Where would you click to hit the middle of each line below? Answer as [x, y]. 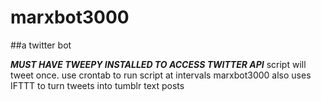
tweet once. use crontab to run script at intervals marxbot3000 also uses [161, 75]
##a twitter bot [41, 45]
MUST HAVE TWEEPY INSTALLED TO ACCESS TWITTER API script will [158, 64]
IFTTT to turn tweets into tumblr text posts [97, 85]
